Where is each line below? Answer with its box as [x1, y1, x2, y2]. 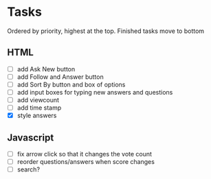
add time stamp [16, 104, 62, 112]
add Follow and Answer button [16, 73, 104, 81]
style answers [16, 111, 57, 120]
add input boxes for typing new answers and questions [16, 88, 173, 96]
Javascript [7, 132, 54, 143]
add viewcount [16, 96, 60, 104]
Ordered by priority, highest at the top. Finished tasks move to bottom [7, 27, 205, 35]
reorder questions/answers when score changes [16, 158, 155, 166]
